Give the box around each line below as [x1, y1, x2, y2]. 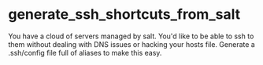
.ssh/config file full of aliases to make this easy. [8, 48, 162, 57]
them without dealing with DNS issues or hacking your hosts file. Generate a [8, 39, 256, 49]
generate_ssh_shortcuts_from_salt [8, 5, 241, 23]
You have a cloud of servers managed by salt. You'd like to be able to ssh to [8, 31, 254, 41]
